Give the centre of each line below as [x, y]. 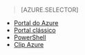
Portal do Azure [36, 23]
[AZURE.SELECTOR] [49, 10]
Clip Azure [29, 44]
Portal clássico [35, 30]
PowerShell [30, 37]
